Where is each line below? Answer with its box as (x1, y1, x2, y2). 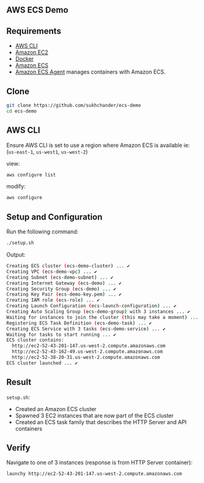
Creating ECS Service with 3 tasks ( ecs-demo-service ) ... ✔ (6, 326, 166, 332)
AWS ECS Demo (6, 5, 69, 15)
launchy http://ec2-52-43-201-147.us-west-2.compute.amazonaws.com (6, 471, 183, 477)
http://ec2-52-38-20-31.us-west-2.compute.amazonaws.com (12, 355, 161, 361)
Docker (15, 55, 34, 63)
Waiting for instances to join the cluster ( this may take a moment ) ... (6, 314, 199, 320)
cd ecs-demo (6, 108, 37, 114)
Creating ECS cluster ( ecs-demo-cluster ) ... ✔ (6, 263, 130, 269)
